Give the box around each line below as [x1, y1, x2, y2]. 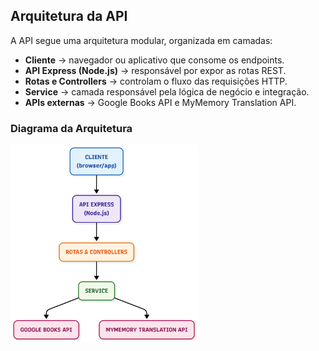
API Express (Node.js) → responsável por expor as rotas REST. [24, 64, 287, 76]
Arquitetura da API [10, 8, 128, 25]
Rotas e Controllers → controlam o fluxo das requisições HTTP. [24, 75, 288, 87]
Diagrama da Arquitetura [10, 121, 133, 135]
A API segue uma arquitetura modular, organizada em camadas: [10, 34, 273, 46]
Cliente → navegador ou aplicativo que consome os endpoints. [24, 54, 285, 66]
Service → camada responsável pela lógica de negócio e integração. [24, 85, 310, 98]
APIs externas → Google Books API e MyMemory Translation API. [24, 96, 297, 108]
